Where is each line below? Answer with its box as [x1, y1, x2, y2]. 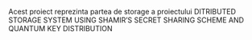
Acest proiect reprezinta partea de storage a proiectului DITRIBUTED [8, 7, 236, 16]
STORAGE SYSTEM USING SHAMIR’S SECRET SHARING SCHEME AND [8, 15, 244, 25]
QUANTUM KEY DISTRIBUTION [8, 24, 113, 33]
